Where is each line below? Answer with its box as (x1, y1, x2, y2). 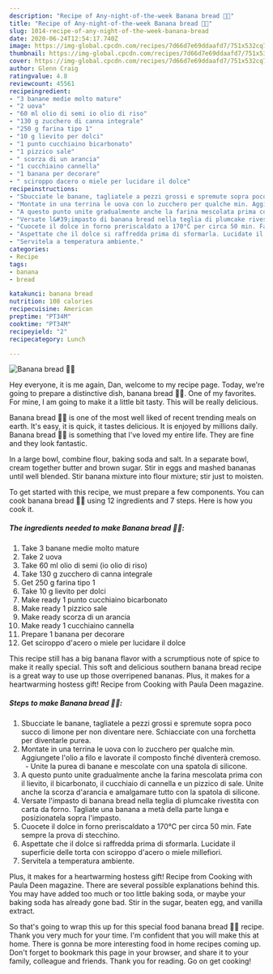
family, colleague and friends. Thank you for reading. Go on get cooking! (9, 956, 252, 966)
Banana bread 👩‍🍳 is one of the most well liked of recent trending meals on (9, 413, 257, 423)
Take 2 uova (20, 552, 62, 562)
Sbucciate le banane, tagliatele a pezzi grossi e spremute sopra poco (20, 718, 252, 729)
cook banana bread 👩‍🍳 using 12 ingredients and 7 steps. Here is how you (9, 496, 254, 506)
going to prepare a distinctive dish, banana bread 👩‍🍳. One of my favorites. (9, 389, 257, 398)
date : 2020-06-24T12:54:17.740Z (9, 34, 118, 43)
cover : (9, 57, 32, 66)
